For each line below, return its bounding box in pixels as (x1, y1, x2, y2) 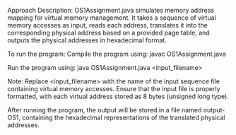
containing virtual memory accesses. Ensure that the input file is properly (7, 85, 220, 93)
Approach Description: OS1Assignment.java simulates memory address (7, 6, 214, 14)
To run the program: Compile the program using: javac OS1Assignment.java (7, 49, 226, 58)
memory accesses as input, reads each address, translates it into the (7, 21, 208, 29)
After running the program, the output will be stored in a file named (7, 106, 202, 114)
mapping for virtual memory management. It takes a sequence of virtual (7, 13, 217, 22)
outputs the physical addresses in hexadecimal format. (7, 36, 167, 45)
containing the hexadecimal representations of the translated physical (22, 113, 225, 122)
